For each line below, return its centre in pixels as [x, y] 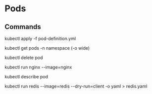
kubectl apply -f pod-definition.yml [40, 38]
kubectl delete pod [24, 58]
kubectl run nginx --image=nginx [38, 67]
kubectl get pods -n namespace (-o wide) [47, 48]
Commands [23, 27]
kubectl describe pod [26, 77]
